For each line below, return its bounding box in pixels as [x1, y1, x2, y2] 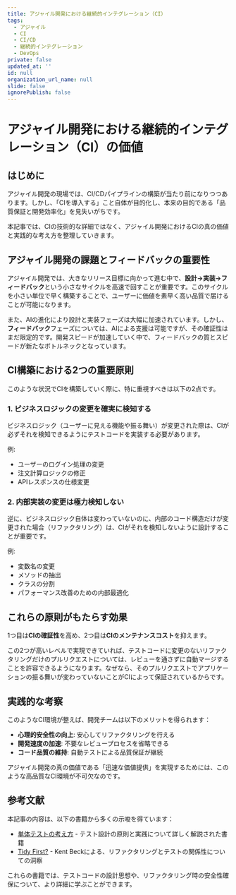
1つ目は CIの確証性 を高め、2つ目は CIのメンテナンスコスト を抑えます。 [7, 631, 211, 639]
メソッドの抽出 [17, 571, 61, 579]
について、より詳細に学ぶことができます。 [13, 879, 136, 888]
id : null [7, 69, 33, 76]
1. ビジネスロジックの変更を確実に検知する [7, 404, 151, 414]
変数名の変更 [17, 562, 55, 570]
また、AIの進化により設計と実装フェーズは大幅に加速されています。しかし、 [7, 315, 228, 323]
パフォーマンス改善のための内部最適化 [17, 589, 129, 597]
